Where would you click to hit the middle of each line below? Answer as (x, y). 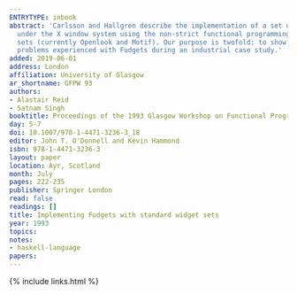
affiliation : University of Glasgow (76, 75)
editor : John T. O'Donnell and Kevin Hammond (94, 141)
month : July (31, 174)
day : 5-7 (25, 125)
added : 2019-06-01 (43, 58)
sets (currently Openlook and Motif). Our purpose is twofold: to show (152, 42)
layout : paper (35, 157)
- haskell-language (45, 248)
